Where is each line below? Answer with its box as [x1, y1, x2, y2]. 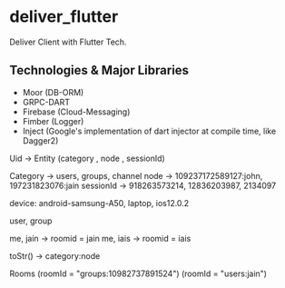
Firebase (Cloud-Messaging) [22, 106, 131, 117]
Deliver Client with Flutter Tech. [9, 36, 127, 47]
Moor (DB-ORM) [22, 86, 84, 97]
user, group [9, 215, 53, 226]
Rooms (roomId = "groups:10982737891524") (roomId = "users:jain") [9, 268, 268, 279]
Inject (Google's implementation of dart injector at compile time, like [22, 125, 277, 136]
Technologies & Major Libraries [9, 63, 189, 78]
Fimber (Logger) [22, 115, 84, 126]
